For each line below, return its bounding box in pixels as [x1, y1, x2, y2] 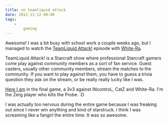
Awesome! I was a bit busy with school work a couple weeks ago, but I [5, 40, 151, 46]
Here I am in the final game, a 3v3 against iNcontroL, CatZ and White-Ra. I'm [5, 86, 163, 92]
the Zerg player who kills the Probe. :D [5, 92, 84, 98]
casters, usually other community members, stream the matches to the [5, 66, 151, 72]
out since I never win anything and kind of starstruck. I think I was [5, 107, 141, 113]
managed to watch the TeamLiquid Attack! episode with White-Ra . [5, 45, 142, 51]
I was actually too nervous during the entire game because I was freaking [5, 101, 157, 107]
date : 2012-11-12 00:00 [5, 12, 55, 17]
